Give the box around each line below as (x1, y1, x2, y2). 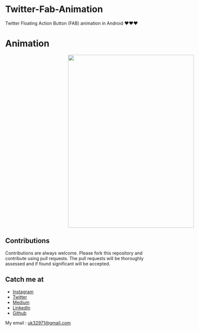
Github (12, 310, 27, 316)
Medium (12, 299, 30, 305)
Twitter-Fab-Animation (5, 4, 103, 15)
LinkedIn (12, 304, 31, 310)
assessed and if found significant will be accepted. (5, 261, 111, 267)
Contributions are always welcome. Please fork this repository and (5, 250, 143, 256)
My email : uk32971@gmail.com (5, 319, 71, 325)
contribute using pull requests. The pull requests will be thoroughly (5, 255, 144, 261)
